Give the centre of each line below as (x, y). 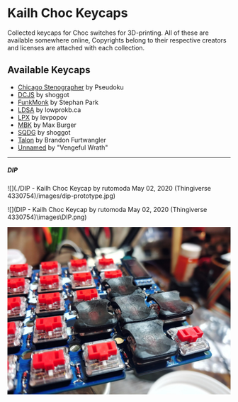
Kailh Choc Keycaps (68, 13)
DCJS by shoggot (43, 94)
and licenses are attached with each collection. (76, 48)
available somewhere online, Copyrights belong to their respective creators (117, 40)
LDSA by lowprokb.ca (49, 110)
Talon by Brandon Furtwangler (62, 140)
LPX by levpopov (42, 117)
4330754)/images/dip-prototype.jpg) (61, 196)
